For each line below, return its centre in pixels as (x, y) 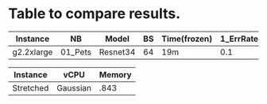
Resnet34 (117, 52)
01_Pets (76, 52)
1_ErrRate (239, 39)
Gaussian (74, 87)
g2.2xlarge (33, 52)
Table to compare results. (95, 14)
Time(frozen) (187, 39)
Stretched (31, 87)
